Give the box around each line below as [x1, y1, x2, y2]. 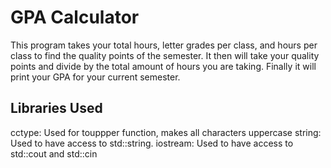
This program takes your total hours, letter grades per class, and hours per [10, 39, 318, 51]
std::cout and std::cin [10, 147, 98, 160]
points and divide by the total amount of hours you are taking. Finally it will [10, 60, 317, 72]
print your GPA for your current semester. [10, 71, 181, 83]
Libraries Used [10, 100, 103, 117]
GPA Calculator [10, 6, 140, 29]
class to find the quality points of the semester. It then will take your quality [10, 49, 320, 61]
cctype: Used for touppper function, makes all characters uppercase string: [10, 126, 322, 138]
